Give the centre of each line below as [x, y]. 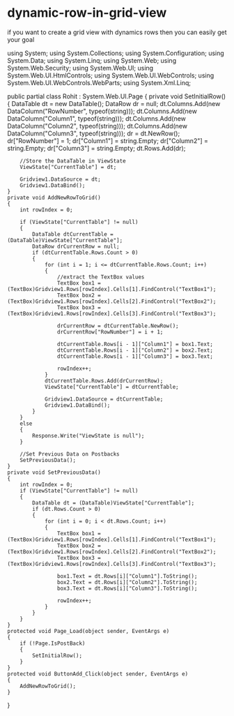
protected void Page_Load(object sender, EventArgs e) [88, 631]
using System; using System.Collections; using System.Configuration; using [116, 53]
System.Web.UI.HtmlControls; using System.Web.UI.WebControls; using [111, 75]
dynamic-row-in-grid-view [87, 13]
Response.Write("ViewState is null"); [88, 435]
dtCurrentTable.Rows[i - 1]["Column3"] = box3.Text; [135, 356]
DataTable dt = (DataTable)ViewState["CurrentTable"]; [114, 503]
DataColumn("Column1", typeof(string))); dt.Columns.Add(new [97, 118]
